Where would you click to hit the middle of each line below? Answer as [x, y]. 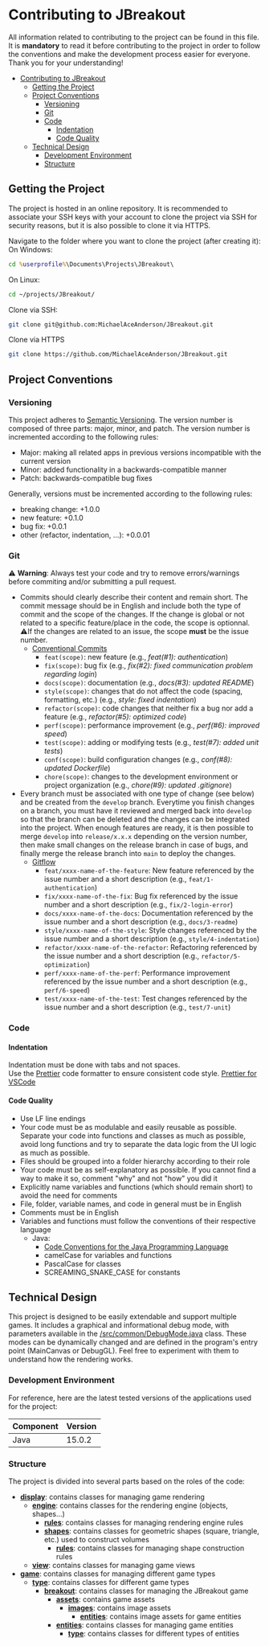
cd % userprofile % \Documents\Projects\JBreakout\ [91, 264]
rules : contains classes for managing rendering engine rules [143, 1522]
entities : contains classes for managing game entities [145, 1624]
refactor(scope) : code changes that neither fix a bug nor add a [149, 708]
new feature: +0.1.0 [52, 518]
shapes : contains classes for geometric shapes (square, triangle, [151, 1531]
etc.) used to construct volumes [97, 1539]
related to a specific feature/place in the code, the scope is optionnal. [135, 623]
